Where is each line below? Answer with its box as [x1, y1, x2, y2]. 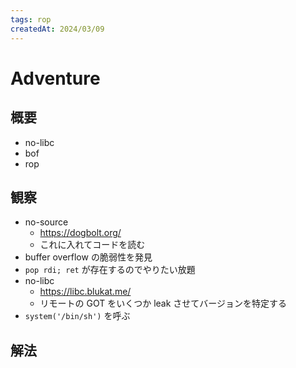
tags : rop [10, 14, 52, 25]
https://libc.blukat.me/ [39, 286, 132, 298]
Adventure [10, 67, 101, 90]
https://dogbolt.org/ [39, 227, 122, 239]
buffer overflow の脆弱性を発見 [24, 251, 153, 263]
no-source [24, 216, 69, 228]
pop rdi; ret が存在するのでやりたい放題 [24, 264, 196, 276]
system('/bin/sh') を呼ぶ [24, 310, 131, 322]
